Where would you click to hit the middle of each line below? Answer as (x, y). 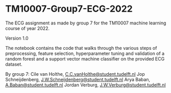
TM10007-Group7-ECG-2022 (69, 9)
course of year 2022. (28, 28)
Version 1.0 (17, 38)
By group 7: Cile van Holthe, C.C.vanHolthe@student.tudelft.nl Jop (75, 74)
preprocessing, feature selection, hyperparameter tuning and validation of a (85, 53)
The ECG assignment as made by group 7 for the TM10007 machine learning (86, 23)
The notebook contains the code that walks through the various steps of (81, 48)
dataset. (14, 64)
